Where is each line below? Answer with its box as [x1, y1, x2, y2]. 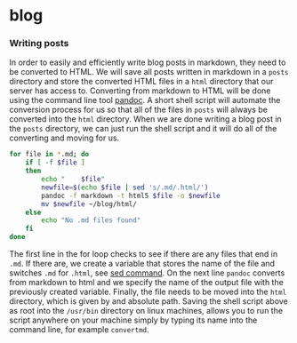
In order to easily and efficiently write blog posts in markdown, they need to [9, 57, 286, 68]
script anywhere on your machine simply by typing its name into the [9, 315, 258, 325]
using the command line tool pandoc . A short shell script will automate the [9, 95, 281, 106]
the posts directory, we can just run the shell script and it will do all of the [9, 124, 277, 134]
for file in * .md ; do [9, 150, 90, 159]
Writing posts [9, 37, 69, 50]
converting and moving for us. [9, 132, 120, 143]
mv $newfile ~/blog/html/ [41, 199, 138, 209]
